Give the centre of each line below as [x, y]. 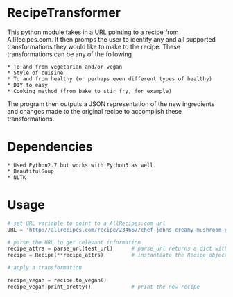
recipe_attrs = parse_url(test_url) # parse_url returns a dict [110, 249]
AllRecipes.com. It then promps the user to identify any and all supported [112, 39]
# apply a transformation [44, 268]
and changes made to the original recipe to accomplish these [95, 111]
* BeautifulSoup [31, 171]
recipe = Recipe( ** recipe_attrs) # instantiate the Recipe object [118, 255]
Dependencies [50, 147]
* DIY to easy [28, 85]
